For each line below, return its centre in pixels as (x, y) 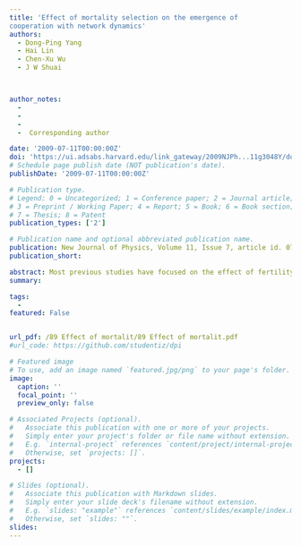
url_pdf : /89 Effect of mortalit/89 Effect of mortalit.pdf (124, 337)
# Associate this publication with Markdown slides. (114, 494)
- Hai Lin (35, 51)
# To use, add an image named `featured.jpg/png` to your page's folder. (150, 370)
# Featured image (42, 362)
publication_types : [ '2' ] (57, 223)
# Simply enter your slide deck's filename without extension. (133, 502)
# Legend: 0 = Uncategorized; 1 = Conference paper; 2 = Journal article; (152, 198)
